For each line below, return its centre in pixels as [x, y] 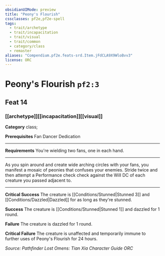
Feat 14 [16, 102]
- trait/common [25, 42]
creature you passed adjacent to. [39, 180]
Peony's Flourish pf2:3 [52, 84]
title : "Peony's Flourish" [33, 14]
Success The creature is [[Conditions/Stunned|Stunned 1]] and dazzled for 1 [82, 209]
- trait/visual [25, 37]
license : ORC [18, 60]
